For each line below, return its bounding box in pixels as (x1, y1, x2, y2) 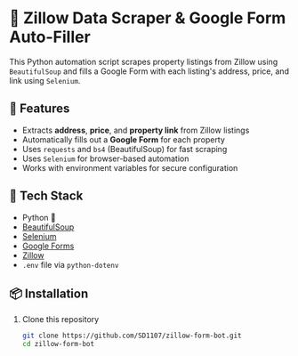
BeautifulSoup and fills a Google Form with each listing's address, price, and (9, 66, 289, 77)
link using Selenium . (9, 75, 81, 85)
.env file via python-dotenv (21, 259, 119, 270)
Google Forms (21, 240, 75, 251)
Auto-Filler (9, 27, 91, 47)
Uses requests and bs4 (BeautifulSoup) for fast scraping (21, 143, 228, 154)
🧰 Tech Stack (9, 189, 84, 204)
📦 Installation (9, 286, 89, 301)
